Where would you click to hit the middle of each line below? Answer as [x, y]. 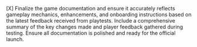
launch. [15, 39]
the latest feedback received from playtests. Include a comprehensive [91, 21]
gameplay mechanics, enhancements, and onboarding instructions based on [99, 15]
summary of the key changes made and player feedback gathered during [95, 27]
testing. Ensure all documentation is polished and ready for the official [91, 33]
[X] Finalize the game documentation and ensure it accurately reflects [91, 8]
